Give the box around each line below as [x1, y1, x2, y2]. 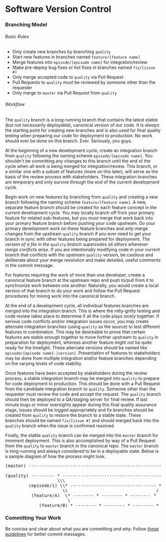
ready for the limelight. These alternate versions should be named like [5, 344, 147, 350]
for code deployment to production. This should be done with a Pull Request [5, 380, 161, 386]
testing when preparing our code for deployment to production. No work [5, 132, 152, 138]
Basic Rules [5, 33, 29, 39]
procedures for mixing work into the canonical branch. [5, 293, 116, 299]
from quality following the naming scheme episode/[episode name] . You [5, 153, 153, 159]
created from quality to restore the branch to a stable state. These [5, 412, 141, 418]
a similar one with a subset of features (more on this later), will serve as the [5, 168, 158, 174]
